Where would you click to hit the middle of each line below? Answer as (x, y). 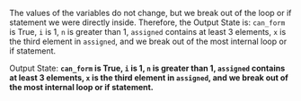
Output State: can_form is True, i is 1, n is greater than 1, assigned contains (147, 68)
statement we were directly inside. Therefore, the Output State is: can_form (147, 22)
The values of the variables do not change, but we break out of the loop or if (150, 13)
